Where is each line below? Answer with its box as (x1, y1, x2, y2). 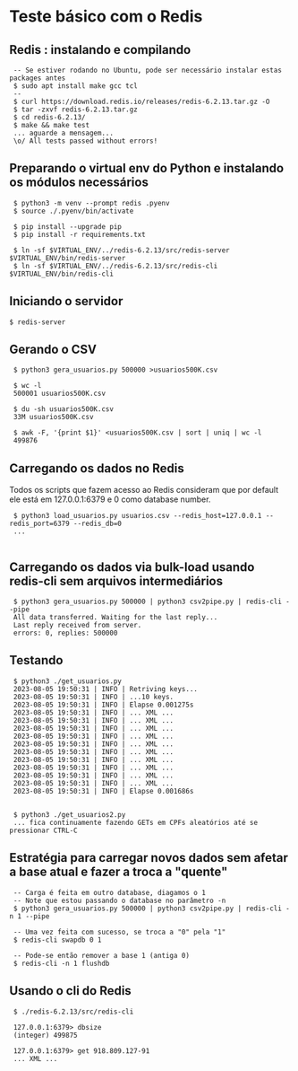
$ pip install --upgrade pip (13, 222, 123, 231)
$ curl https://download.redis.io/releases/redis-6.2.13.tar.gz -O (13, 97, 270, 106)
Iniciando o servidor (9, 294, 123, 309)
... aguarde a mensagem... (13, 128, 115, 137)
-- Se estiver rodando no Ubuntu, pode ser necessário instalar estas (13, 66, 282, 75)
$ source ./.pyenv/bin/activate (13, 206, 134, 215)
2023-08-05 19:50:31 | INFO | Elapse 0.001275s (13, 700, 194, 709)
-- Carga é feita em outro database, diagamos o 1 (13, 888, 206, 897)
